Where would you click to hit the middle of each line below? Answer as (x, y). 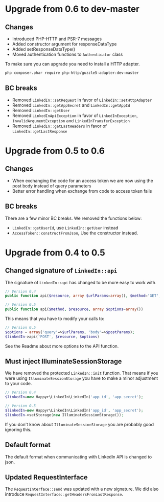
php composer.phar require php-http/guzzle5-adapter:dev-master (72, 73)
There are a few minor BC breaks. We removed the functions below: (73, 218)
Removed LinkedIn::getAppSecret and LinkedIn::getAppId (71, 105)
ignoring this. (18, 430)
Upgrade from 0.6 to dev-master (72, 9)
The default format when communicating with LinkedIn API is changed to (79, 456)
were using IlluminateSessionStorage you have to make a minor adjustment (82, 378)
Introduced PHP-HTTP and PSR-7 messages (57, 39)
